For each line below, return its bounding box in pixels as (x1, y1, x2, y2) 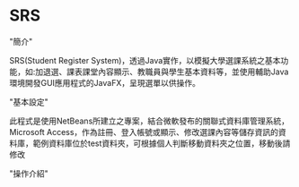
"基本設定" (9, 96, 49, 107)
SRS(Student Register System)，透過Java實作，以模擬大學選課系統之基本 (9, 55, 281, 65)
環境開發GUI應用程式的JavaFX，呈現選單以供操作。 (9, 77, 200, 88)
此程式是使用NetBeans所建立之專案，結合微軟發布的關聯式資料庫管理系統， (9, 115, 290, 126)
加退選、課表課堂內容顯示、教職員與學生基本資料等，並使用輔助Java (35, 66, 289, 77)
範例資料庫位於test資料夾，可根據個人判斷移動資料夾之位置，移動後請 (32, 138, 291, 149)
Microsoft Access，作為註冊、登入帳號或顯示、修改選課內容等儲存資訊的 (9, 126, 279, 137)
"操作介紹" (9, 167, 49, 179)
